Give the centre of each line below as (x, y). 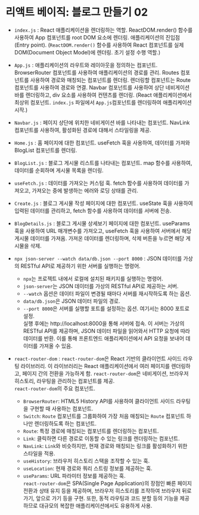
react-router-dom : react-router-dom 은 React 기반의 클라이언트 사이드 (98, 358)
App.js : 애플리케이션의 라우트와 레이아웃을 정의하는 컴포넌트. (86, 65)
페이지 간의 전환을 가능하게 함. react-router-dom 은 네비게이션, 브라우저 (105, 373)
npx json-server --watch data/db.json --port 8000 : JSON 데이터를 (98, 258)
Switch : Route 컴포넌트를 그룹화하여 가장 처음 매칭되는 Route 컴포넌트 (104, 416)
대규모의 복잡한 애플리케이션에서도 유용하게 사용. (96, 505)
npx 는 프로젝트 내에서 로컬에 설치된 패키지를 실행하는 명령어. (93, 278)
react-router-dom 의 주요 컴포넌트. (55, 388)
